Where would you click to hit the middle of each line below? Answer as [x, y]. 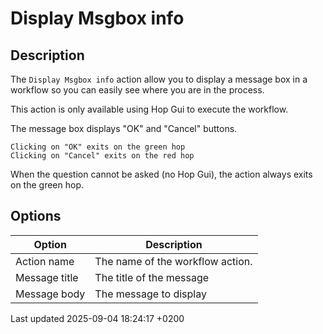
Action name [45, 261]
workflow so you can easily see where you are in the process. [137, 90]
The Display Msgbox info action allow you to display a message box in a [159, 79]
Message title [47, 277]
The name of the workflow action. [173, 261]
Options [36, 216]
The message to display [150, 294]
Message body [50, 294]
